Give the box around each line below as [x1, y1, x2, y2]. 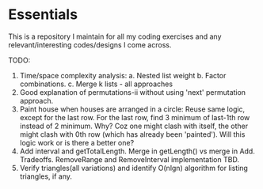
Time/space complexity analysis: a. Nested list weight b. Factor [19, 70, 227, 80]
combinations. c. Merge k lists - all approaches [19, 79, 173, 89]
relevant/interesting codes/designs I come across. [8, 40, 172, 49]
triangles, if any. [19, 172, 73, 181]
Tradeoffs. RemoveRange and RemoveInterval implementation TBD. [19, 154, 240, 164]
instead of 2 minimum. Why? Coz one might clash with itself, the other [19, 121, 249, 130]
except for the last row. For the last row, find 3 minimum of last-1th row [19, 112, 250, 122]
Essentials [8, 6, 78, 24]
